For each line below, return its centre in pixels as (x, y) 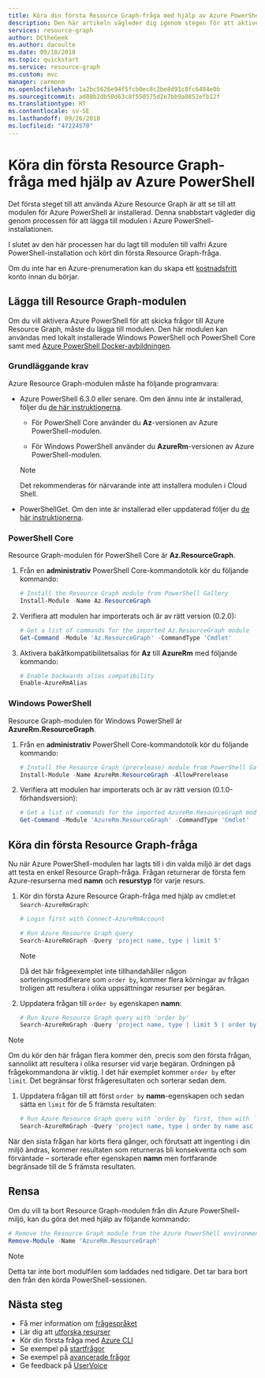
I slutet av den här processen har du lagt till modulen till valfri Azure (118, 244)
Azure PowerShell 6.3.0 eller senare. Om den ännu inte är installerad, (131, 399)
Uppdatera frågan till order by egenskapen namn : (101, 1003)
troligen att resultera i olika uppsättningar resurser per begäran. (123, 988)
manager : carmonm (37, 82)
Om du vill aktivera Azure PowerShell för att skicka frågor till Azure (116, 321)
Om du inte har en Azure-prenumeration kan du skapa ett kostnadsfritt (123, 268)
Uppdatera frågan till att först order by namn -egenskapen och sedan (132, 1096)
